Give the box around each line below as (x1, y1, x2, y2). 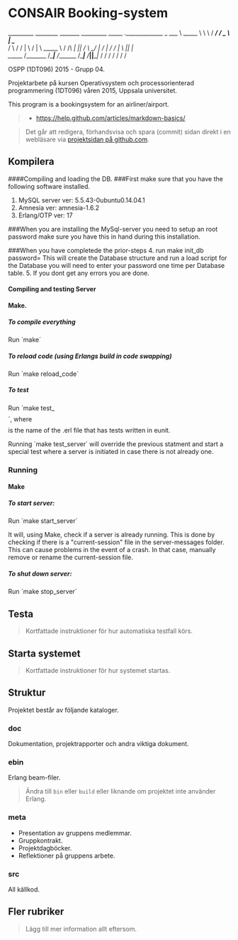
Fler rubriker (8, 906, 64, 918)
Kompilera (8, 156, 55, 168)
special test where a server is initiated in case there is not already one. (8, 447, 214, 455)
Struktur (8, 687, 46, 699)
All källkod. (8, 885, 40, 893)
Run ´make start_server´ (8, 517, 78, 525)
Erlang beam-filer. (8, 773, 61, 782)
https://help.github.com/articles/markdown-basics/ (35, 114, 186, 122)
